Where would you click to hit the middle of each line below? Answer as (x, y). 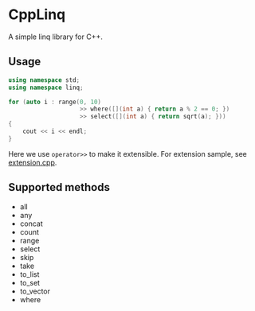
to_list (29, 274)
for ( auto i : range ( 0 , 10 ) (55, 102)
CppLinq (37, 15)
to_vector (35, 291)
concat (31, 224)
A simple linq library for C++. (56, 37)
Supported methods (59, 187)
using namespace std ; (44, 80)
